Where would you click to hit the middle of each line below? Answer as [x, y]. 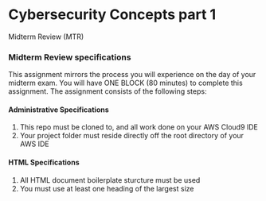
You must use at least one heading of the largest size [107, 188]
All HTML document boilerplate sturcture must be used [110, 180]
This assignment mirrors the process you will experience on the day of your [132, 75]
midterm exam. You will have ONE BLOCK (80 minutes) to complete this [125, 83]
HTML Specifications [44, 162]
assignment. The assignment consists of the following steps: [108, 91]
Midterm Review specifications [70, 57]
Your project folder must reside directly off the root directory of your [132, 136]
